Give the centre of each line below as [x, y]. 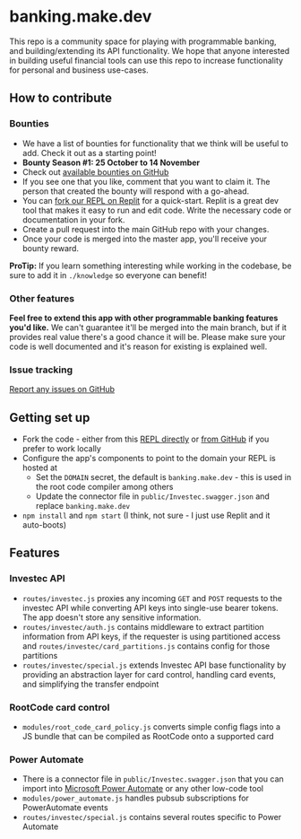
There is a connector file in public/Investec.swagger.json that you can [153, 779]
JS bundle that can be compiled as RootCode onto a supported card [148, 737]
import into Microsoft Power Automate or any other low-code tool [143, 789]
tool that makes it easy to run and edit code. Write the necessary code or [157, 210]
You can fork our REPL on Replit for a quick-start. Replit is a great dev [150, 200]
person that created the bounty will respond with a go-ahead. [136, 191]
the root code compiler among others [104, 487]
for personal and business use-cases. [79, 70]
